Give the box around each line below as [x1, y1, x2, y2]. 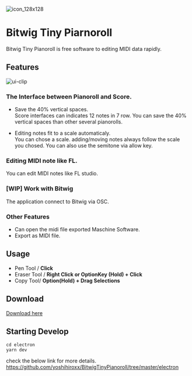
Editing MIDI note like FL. [6, 156, 78, 165]
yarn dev [6, 347, 27, 353]
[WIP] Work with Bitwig [6, 184, 74, 193]
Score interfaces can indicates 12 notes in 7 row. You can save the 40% [14, 112, 187, 119]
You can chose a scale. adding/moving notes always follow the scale [14, 136, 180, 143]
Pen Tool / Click [14, 264, 54, 272]
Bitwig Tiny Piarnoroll [6, 26, 113, 39]
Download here [6, 309, 43, 316]
